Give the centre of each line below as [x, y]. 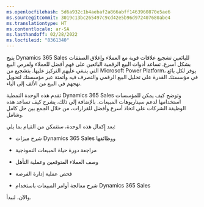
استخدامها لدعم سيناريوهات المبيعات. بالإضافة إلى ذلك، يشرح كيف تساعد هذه [94, 102]
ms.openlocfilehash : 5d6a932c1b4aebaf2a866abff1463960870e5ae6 [89, 12]
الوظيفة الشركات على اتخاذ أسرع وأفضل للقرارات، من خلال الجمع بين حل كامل [96, 108]
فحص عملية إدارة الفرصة [43, 174]
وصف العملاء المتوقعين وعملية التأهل [57, 162]
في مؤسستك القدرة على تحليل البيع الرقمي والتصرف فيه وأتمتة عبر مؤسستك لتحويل [102, 77]
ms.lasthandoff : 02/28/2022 [42, 35]
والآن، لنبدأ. [19, 197]
